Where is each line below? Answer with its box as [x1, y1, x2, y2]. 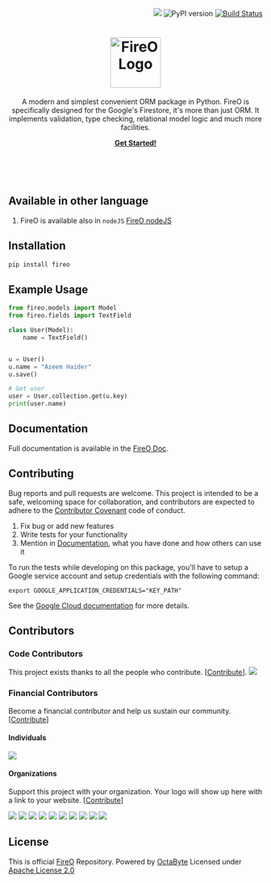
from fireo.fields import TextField [8, 311, 131, 320]
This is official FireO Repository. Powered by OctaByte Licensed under [8, 856, 242, 866]
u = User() [8, 355, 45, 363]
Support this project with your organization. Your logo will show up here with [8, 787, 263, 797]
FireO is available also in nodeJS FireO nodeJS [19, 215, 172, 225]
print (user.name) [8, 400, 67, 408]
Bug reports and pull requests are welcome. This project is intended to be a [8, 488, 259, 498]
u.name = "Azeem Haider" [8, 363, 92, 371]
